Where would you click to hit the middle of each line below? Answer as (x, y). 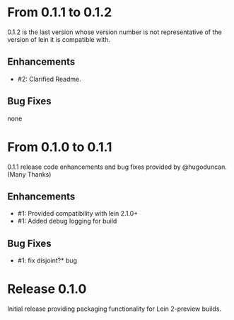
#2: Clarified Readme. (49, 79)
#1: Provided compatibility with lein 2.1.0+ (78, 214)
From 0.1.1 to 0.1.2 (60, 12)
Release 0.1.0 (47, 289)
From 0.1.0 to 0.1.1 (60, 147)
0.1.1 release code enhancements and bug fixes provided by (94, 167)
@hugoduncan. (205, 167)
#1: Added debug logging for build (67, 221)
